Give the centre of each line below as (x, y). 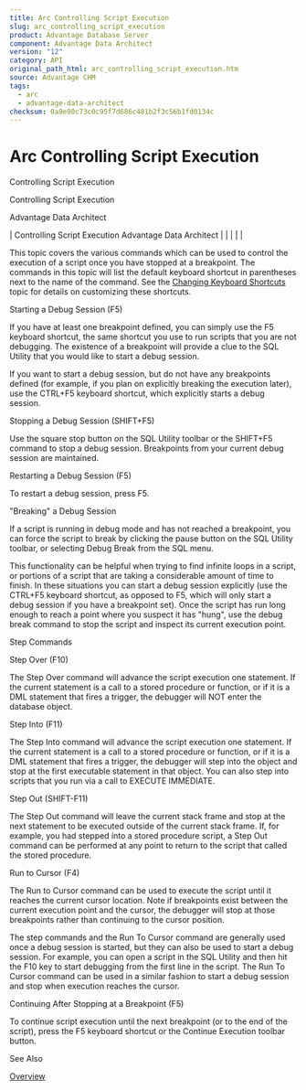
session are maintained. (54, 458)
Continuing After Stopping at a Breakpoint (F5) (97, 1004)
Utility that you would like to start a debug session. (105, 357)
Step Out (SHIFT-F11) (49, 799)
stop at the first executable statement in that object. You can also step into (149, 771)
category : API (37, 60)
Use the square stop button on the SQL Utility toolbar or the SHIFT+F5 (141, 439)
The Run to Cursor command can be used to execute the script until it (141, 891)
